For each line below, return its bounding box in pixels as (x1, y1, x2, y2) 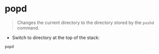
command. (17, 24, 40, 30)
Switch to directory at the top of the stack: (12, 34, 100, 40)
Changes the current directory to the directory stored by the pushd (17, 19, 154, 25)
